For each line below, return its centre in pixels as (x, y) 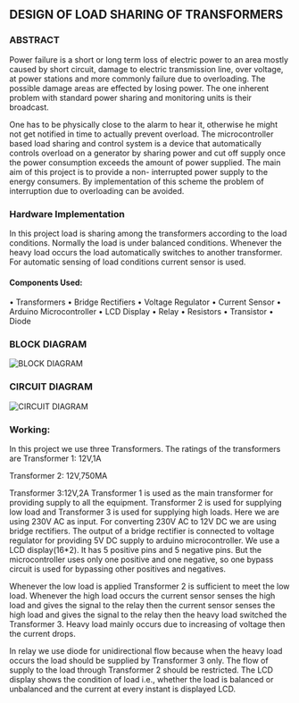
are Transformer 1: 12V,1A (55, 458)
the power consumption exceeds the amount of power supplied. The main (145, 162)
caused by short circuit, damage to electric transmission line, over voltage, (146, 69)
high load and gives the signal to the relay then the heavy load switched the (148, 615)
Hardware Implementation (67, 213)
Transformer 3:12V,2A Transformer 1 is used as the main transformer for (141, 493)
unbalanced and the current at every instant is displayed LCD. (123, 689)
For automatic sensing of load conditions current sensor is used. (128, 262)
